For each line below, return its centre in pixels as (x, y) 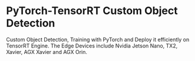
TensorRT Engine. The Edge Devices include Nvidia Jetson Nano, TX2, (92, 46)
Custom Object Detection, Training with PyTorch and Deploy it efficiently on (98, 39)
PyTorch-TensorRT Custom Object (92, 11)
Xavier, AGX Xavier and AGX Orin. (47, 52)
